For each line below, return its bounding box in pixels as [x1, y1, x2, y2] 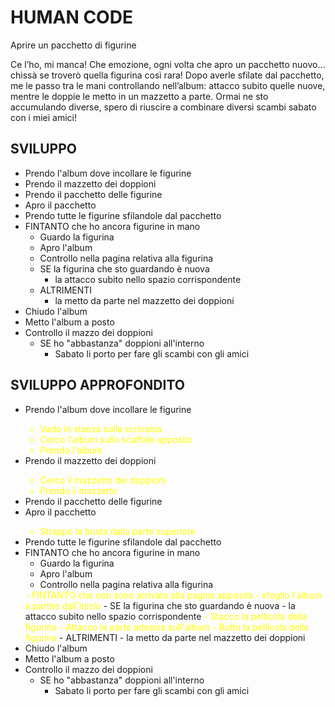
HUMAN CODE [10, 6, 133, 29]
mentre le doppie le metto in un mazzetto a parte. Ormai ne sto [10, 90, 269, 102]
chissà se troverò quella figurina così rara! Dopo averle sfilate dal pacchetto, [10, 69, 325, 81]
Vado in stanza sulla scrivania [39, 422, 163, 435]
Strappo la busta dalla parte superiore [39, 525, 197, 537]
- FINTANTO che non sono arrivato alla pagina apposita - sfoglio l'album [24, 589, 323, 601]
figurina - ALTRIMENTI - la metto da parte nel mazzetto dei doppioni [24, 631, 306, 643]
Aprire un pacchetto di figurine [10, 39, 137, 51]
